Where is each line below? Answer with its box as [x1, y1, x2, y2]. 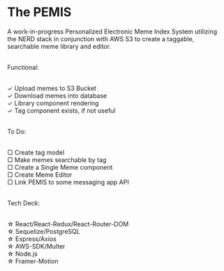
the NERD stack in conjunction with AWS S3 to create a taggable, [7, 34, 195, 43]
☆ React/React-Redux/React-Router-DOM [7, 219, 129, 228]
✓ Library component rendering [7, 98, 99, 107]
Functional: [7, 63, 40, 71]
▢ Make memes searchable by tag [7, 155, 107, 164]
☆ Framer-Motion [7, 256, 59, 265]
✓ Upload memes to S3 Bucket [7, 84, 96, 92]
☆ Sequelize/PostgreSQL [7, 227, 80, 235]
